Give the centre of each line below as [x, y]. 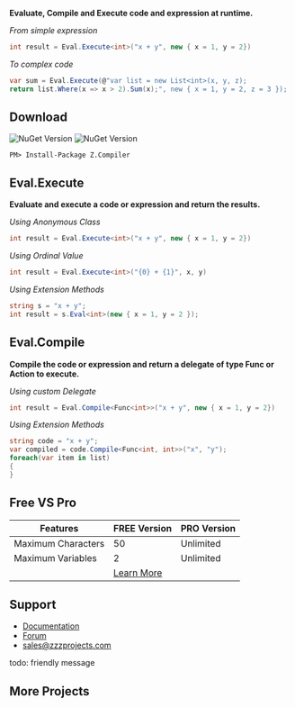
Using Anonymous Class [55, 222]
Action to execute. [44, 374]
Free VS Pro [43, 503]
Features [59, 528]
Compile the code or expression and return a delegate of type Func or [142, 364]
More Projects [49, 691]
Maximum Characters [59, 543]
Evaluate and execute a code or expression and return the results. [135, 204]
